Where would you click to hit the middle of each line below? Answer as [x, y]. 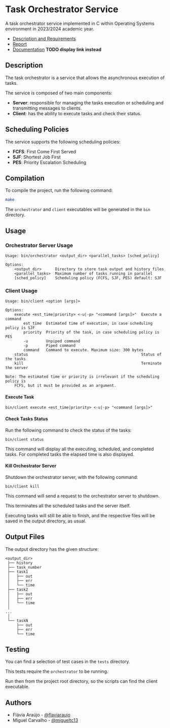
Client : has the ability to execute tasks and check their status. [77, 113]
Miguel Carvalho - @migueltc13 [45, 720]
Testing [17, 650]
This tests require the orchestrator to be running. [57, 672]
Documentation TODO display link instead [57, 49]
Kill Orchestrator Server [31, 466]
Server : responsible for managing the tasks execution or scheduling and [88, 103]
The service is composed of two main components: [59, 93]
